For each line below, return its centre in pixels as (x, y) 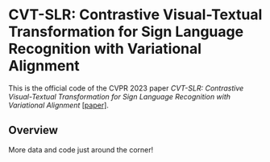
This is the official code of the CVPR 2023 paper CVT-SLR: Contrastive (126, 88)
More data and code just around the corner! (81, 149)
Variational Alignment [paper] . (58, 105)
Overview (33, 130)
